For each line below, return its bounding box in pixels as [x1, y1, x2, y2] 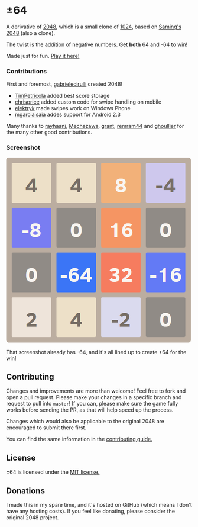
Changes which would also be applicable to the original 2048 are [6, 418, 164, 425]
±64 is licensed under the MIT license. [6, 468, 100, 475]
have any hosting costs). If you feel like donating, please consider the [6, 507, 176, 515]
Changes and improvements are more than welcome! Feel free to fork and [6, 387, 186, 394]
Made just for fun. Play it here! [6, 52, 80, 59]
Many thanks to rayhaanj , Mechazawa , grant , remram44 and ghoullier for [6, 123, 184, 130]
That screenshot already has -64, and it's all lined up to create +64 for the [6, 348, 187, 355]
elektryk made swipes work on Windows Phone [14, 105, 131, 112]
